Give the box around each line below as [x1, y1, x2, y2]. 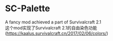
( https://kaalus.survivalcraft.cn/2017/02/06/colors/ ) [5, 30, 109, 36]
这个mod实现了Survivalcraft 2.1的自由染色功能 [5, 25, 97, 31]
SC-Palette [5, 3, 50, 14]
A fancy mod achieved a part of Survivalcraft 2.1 [5, 19, 101, 25]
